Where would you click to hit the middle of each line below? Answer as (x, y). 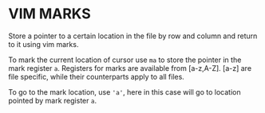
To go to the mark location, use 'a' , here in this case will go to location (125, 92)
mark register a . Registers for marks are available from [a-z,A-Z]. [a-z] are (130, 68)
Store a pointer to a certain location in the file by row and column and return (133, 36)
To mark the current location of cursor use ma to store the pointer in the (125, 60)
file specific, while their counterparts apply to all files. (97, 76)
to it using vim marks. (44, 44)
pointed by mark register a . (53, 100)
